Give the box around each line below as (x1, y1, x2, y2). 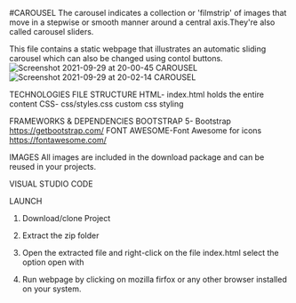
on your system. (21, 283, 82, 294)
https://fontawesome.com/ (9, 135, 107, 145)
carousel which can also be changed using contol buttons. (9, 53, 224, 63)
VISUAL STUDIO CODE (9, 179, 93, 189)
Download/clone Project (21, 213, 111, 223)
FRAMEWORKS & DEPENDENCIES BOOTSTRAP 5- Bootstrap (9, 116, 231, 126)
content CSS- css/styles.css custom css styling (9, 99, 184, 109)
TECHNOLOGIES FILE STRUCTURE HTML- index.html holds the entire (9, 89, 265, 100)
